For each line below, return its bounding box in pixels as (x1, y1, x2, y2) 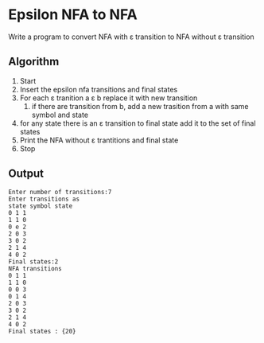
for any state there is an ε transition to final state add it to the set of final (19, 118, 256, 128)
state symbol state (8, 201, 73, 210)
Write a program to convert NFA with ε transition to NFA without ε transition (8, 32, 254, 41)
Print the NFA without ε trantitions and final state (19, 135, 179, 145)
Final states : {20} (8, 327, 77, 335)
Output (8, 167, 44, 181)
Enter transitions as (8, 195, 80, 203)
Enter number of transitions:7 (8, 188, 112, 196)
